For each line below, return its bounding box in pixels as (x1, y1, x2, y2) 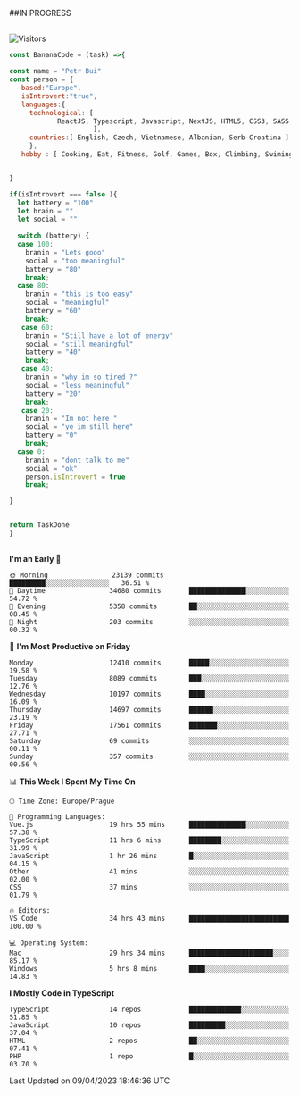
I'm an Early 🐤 (9, 554, 62, 564)
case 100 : (17, 240, 54, 249)
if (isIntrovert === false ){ (9, 189, 118, 199)
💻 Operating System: (9, 939, 89, 948)
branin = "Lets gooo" (25, 247, 105, 257)
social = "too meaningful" (25, 256, 126, 265)
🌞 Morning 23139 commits (9, 571, 164, 580)
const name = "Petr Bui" (9, 67, 102, 76)
